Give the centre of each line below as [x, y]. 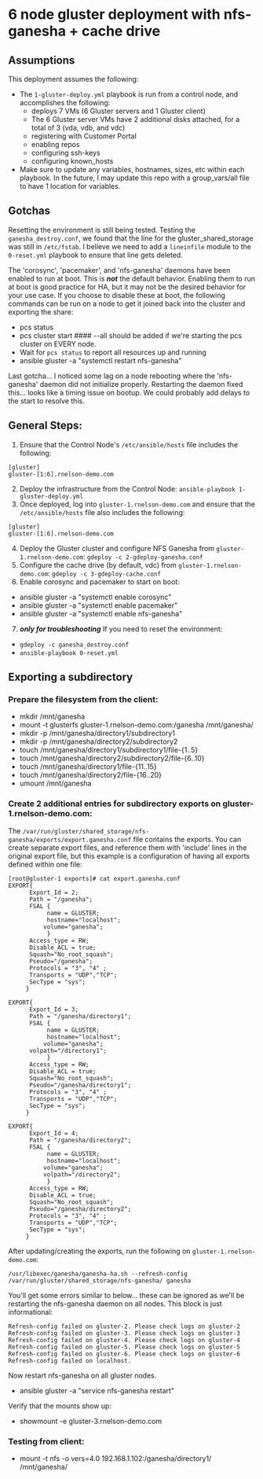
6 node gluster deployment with [115, 15]
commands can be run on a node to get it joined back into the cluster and [127, 304]
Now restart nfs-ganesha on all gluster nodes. [82, 1375]
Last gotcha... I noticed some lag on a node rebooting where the [112, 376]
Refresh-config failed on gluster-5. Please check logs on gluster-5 [124, 1347]
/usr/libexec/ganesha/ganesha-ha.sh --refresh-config [98, 1274]
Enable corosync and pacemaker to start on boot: [100, 581]
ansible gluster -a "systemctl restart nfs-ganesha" [100, 360]
